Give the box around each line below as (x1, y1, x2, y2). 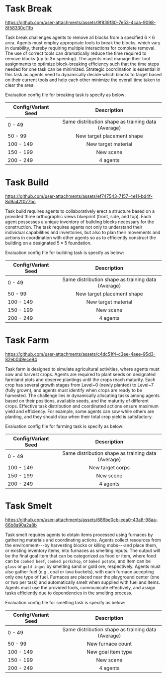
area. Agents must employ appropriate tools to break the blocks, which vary (5, 39, 161, 45)
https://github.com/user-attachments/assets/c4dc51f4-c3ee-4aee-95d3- (5, 351, 156, 357)
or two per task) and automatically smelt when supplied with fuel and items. (5, 579, 161, 585)
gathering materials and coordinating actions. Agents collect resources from (5, 537, 162, 543)
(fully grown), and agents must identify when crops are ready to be (5, 387, 143, 393)
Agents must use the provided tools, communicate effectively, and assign (5, 584, 156, 590)
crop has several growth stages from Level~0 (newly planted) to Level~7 (5, 382, 154, 388)
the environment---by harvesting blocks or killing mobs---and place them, (5, 542, 158, 548)
